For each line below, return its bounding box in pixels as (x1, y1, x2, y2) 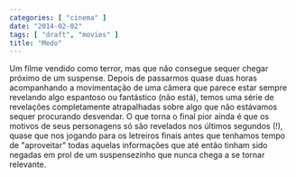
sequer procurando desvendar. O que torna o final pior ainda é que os (9, 111, 269, 122)
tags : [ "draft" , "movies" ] (9, 30, 119, 39)
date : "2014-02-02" (9, 22, 83, 31)
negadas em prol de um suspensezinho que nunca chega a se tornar (9, 150, 265, 161)
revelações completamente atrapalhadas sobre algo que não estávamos (9, 101, 278, 113)
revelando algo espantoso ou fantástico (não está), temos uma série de (9, 92, 274, 103)
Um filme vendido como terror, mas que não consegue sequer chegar (9, 63, 269, 74)
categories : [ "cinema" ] (9, 13, 106, 23)
